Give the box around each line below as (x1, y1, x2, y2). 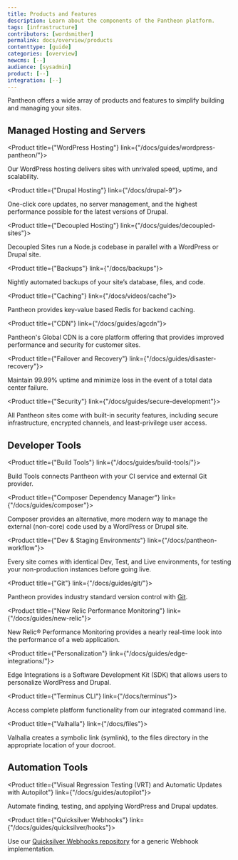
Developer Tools (7, 439, 82, 451)
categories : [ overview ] (7, 51, 78, 58)
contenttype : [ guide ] (7, 43, 72, 51)
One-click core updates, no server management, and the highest (7, 200, 197, 209)
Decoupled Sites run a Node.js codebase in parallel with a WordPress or (7, 243, 219, 252)
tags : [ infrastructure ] (7, 24, 78, 31)
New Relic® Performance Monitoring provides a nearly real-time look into (7, 628, 222, 636)
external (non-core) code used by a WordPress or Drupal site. (7, 522, 189, 531)
